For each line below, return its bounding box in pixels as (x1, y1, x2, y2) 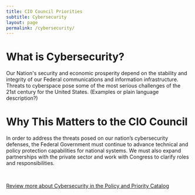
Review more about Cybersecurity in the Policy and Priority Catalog (6, 183, 169, 190)
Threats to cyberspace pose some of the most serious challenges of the (6, 82, 181, 89)
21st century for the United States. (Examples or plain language (6, 89, 159, 96)
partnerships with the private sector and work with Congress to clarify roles (6, 153, 189, 160)
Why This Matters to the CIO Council (6, 115, 188, 129)
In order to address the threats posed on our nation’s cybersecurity (6, 135, 169, 142)
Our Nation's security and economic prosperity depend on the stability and (6, 70, 187, 77)
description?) (6, 95, 38, 102)
